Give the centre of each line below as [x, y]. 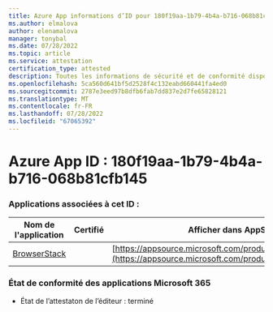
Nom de [39, 225]
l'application [39, 235]
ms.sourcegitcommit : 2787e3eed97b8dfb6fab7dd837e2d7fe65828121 [118, 91]
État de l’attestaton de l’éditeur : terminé [87, 301]
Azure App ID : [58, 162]
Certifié [89, 230]
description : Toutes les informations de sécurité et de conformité [127, 76]
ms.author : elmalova [43, 24]
